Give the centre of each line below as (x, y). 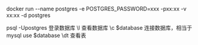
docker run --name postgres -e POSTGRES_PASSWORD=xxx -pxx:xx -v (97, 9)
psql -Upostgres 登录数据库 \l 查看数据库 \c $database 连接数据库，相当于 (99, 28)
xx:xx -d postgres (28, 15)
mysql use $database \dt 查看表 (46, 35)
